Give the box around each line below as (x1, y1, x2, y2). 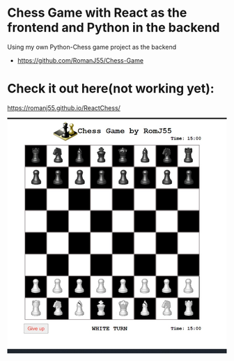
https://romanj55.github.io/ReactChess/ (7, 103, 120, 112)
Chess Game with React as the (7, 5, 187, 21)
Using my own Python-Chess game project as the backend (7, 43, 177, 51)
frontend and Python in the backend (7, 20, 221, 36)
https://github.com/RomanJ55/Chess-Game (17, 56, 144, 64)
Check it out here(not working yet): (7, 81, 214, 97)
